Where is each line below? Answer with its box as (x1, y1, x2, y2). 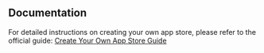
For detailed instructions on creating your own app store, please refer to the (8, 27, 257, 36)
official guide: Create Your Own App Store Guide (8, 36, 167, 45)
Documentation (8, 6, 87, 20)
